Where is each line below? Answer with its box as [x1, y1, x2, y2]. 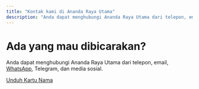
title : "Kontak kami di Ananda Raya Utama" [6, 8, 115, 15]
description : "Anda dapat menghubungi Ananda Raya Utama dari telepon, [6, 14, 187, 20]
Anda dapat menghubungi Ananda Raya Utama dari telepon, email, [6, 59, 169, 66]
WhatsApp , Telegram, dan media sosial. [6, 65, 103, 72]
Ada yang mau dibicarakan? [6, 39, 146, 53]
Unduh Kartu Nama [6, 77, 53, 84]
